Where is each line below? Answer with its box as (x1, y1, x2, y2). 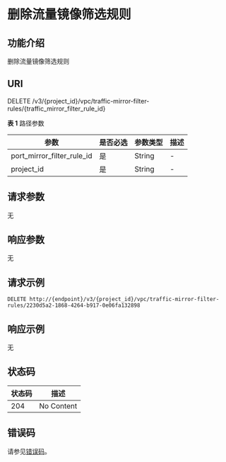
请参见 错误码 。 (7, 447, 51, 456)
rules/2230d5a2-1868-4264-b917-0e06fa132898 (7, 302, 141, 309)
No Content (39, 401, 78, 411)
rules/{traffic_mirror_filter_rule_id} (7, 104, 106, 113)
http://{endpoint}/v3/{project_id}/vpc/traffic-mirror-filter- (29, 295, 220, 303)
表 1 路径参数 (7, 118, 44, 128)
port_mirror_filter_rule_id (11, 150, 93, 160)
